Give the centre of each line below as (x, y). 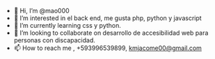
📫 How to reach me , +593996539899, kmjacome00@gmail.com (107, 48)
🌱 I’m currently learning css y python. (67, 25)
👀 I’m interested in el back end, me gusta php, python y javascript (107, 18)
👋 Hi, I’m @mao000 (41, 11)
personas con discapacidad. (54, 40)
